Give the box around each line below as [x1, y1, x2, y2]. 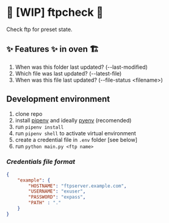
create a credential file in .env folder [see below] [15, 136, 138, 143]
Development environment [6, 94, 110, 104]
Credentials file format [6, 158, 76, 166]
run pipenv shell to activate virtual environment [15, 129, 136, 136]
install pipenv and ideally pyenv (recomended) [15, 116, 132, 124]
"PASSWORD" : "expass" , [28, 194, 86, 200]
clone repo [15, 110, 43, 118]
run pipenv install [15, 123, 64, 130]
